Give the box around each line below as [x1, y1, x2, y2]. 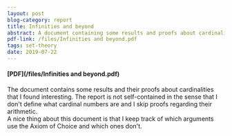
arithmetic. [7, 108, 38, 116]
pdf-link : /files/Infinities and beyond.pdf [7, 36, 137, 43]
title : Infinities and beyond [7, 23, 95, 30]
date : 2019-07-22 [7, 49, 57, 56]
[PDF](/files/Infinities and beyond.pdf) [7, 70, 119, 78]
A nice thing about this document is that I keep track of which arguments [7, 115, 214, 123]
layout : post [7, 10, 45, 17]
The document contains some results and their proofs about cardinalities [7, 86, 214, 94]
